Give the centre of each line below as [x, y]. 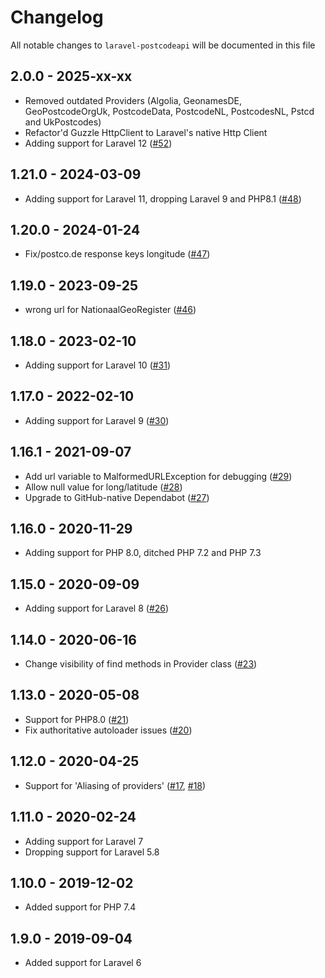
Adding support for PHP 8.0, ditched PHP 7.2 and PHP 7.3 [143, 553]
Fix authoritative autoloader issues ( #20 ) [108, 730]
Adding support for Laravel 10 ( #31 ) [98, 365]
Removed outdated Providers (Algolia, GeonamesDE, [133, 100]
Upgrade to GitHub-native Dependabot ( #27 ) [117, 497]
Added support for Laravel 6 [83, 963]
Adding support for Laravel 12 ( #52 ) [98, 143]
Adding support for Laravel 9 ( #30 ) [97, 420]
